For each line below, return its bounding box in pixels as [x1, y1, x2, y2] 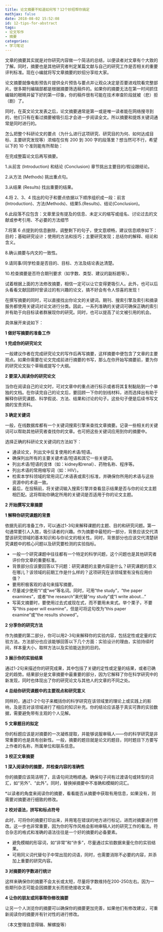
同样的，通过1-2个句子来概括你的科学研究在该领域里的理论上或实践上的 [5, 698, 147, 704]
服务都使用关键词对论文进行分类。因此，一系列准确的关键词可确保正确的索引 [5, 303, 158, 309]
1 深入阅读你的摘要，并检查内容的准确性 [5, 763, 85, 769]
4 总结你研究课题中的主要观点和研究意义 [5, 688, 86, 693]
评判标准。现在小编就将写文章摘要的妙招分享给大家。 [5, 69, 112, 75]
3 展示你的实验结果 [5, 655, 43, 661]
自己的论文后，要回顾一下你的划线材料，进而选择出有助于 [43, 389, 158, 395]
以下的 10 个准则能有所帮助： [5, 143, 63, 149]
